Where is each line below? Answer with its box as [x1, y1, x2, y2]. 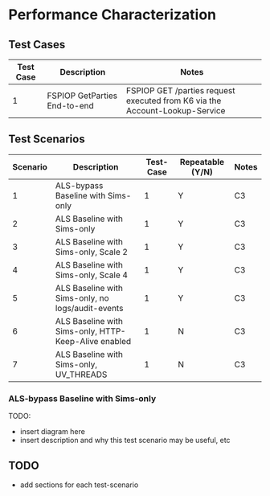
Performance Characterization [8, 6, 217, 24]
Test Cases [8, 38, 66, 51]
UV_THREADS [55, 368, 108, 379]
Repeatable [179, 156, 225, 167]
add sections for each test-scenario [19, 480, 139, 490]
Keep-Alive [55, 335, 99, 346]
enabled [100, 335, 132, 346]
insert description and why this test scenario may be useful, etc [19, 436, 231, 445]
